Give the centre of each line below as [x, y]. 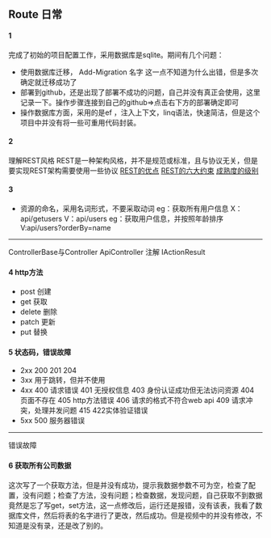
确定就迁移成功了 [48, 82]
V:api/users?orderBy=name [65, 228]
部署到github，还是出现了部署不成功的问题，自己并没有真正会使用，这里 [140, 92]
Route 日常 [35, 15]
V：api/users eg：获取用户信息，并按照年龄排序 [144, 218]
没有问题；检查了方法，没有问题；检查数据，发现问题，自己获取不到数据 [142, 495]
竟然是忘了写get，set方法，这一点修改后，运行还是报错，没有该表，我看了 [132, 505]
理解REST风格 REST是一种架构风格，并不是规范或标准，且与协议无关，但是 [133, 160]
